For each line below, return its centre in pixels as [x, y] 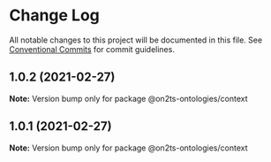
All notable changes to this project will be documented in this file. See [136, 40]
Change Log [54, 15]
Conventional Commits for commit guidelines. [92, 49]
